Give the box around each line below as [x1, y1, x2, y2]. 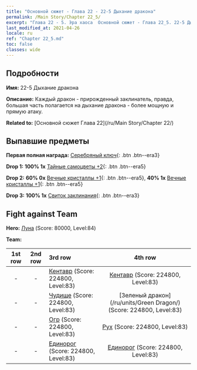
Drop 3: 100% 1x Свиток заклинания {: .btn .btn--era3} [6, 192, 140, 199]
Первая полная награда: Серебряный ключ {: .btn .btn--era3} [6, 152, 160, 159]
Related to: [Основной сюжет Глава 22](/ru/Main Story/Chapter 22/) [6, 119, 174, 126]
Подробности [6, 69, 59, 79]
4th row [134, 253, 157, 262]
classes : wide [6, 47, 41, 53]
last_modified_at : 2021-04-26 [6, 25, 80, 31]
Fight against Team [6, 209, 78, 219]
